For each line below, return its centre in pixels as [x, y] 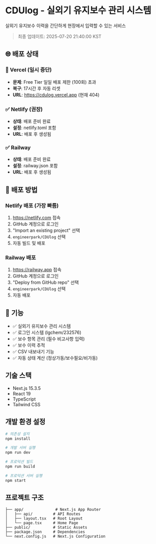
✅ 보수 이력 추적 [29, 345]
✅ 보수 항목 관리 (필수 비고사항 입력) [49, 339]
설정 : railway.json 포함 [35, 166]
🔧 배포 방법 [22, 190]
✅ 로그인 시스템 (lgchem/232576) [47, 333]
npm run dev [18, 453]
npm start [16, 480]
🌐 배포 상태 [22, 54]
